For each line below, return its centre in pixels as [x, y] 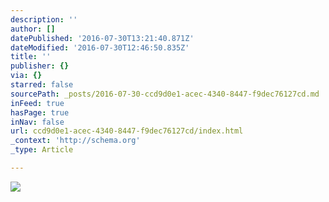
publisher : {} [40, 66]
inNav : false [37, 122]
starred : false [42, 85]
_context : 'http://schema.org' [75, 141]
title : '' [31, 57]
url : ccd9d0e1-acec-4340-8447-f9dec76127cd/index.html [127, 131]
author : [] [33, 29]
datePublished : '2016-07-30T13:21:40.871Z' [102, 38]
